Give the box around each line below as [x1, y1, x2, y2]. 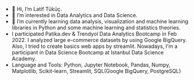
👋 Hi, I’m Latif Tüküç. [11, 6, 62, 12]
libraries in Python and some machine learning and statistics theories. [11, 24, 181, 31]
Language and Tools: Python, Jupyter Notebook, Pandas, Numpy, [11, 61, 170, 68]
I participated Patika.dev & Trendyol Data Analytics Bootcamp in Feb [11, 30, 178, 37]
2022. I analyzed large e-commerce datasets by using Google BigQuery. [11, 37, 187, 43]
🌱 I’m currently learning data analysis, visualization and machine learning [11, 18, 189, 25]
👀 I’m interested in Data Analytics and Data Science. [11, 12, 138, 19]
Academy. [11, 55, 36, 62]
